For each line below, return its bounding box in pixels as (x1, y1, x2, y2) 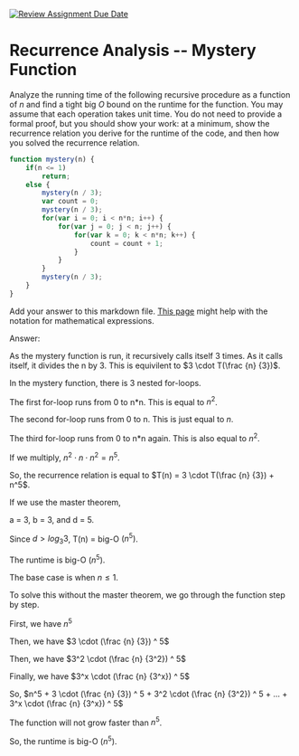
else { (25, 180, 51, 189)
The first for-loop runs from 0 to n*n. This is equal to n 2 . (9, 394, 219, 407)
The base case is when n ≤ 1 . (9, 572, 119, 582)
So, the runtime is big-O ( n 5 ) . (9, 734, 117, 746)
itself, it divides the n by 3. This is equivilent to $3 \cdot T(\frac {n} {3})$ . (9, 360, 281, 371)
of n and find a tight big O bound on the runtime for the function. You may (9, 99, 284, 109)
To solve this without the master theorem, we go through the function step (9, 589, 286, 600)
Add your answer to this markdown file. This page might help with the (9, 306, 268, 317)
